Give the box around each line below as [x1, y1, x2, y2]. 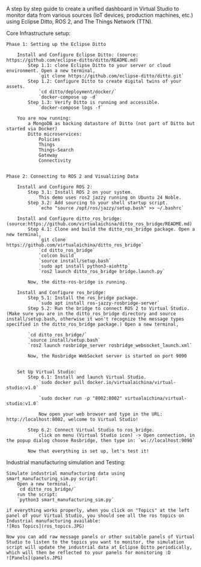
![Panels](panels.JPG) [6, 555, 63, 561]
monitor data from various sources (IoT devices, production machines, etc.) [6, 11, 194, 19]
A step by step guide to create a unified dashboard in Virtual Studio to [6, 5, 179, 12]
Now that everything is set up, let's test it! [28, 448, 149, 454]
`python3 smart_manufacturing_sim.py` [17, 497, 114, 503]
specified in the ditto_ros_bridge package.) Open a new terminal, [6, 321, 179, 327]
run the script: [17, 492, 58, 498]
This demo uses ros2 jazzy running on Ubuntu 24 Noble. [38, 194, 182, 200]
